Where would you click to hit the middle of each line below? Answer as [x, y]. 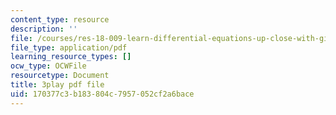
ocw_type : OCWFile [48, 66]
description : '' [44, 29]
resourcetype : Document [60, 76]
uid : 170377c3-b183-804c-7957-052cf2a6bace [102, 94]
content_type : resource [60, 19]
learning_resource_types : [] [71, 57]
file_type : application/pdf [69, 47]
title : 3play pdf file [57, 85]
